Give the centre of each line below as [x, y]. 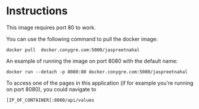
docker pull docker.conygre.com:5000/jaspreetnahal [73, 50]
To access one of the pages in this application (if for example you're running [100, 83]
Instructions [37, 11]
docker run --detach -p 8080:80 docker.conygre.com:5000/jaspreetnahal [97, 72]
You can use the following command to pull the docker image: [82, 39]
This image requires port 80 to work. [51, 27]
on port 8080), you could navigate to [51, 89]
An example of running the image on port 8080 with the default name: [92, 61]
